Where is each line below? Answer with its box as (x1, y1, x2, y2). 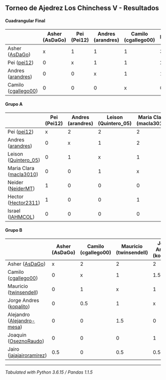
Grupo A (5, 101, 23, 107)
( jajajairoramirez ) (7, 352, 47, 359)
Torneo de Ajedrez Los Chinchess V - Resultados (5, 4, 159, 12)
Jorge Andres (7, 297, 40, 303)
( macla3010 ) (7, 170, 39, 177)
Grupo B (5, 227, 22, 233)
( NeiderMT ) (7, 185, 35, 192)
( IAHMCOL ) (7, 213, 35, 220)
